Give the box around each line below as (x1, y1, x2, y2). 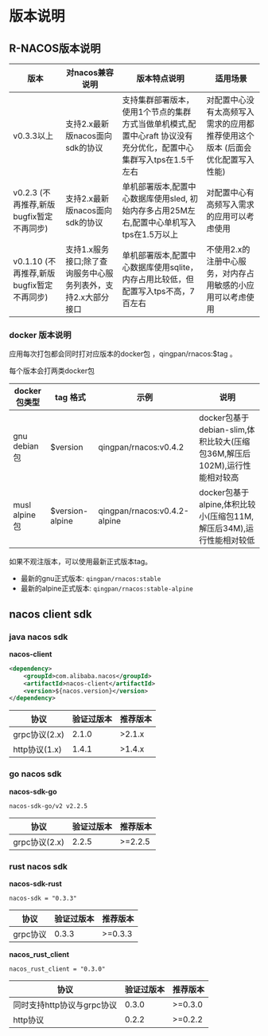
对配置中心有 (206, 187, 254, 198)
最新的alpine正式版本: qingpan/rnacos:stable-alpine (20, 583, 193, 594)
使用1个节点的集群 (122, 107, 192, 117)
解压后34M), (199, 523, 246, 534)
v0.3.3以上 (13, 131, 54, 141)
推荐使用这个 (206, 131, 254, 141)
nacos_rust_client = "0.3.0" (9, 965, 106, 973)
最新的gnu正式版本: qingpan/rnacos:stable (20, 574, 161, 583)
